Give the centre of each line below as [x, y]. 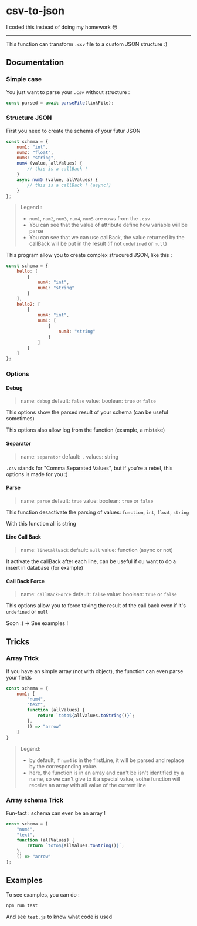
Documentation [35, 63]
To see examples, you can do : [43, 894]
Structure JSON [29, 118]
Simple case [24, 79]
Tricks [18, 642]
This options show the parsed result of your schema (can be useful [87, 412]
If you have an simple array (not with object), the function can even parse [95, 671]
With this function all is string [41, 523]
